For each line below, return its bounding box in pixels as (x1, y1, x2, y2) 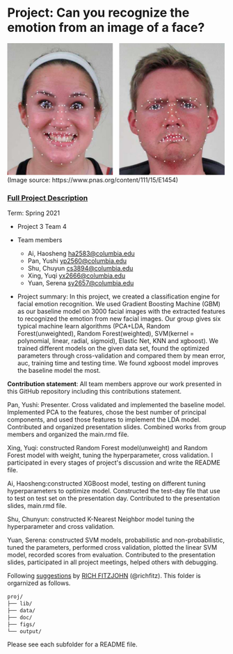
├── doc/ (7, 614, 33, 621)
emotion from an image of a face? (7, 19, 205, 35)
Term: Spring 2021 (7, 209, 61, 217)
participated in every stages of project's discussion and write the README (7, 458, 220, 467)
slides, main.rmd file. (7, 501, 67, 509)
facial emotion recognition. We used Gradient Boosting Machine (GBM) (17, 299, 221, 308)
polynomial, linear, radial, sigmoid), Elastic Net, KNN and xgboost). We (17, 336, 219, 345)
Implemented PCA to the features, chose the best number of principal (7, 408, 207, 416)
